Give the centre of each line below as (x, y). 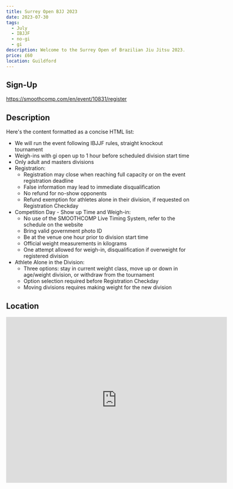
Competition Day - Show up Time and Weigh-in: (73, 212)
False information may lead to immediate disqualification (92, 187)
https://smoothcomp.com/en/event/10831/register (66, 99)
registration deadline (48, 181)
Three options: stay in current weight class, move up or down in (101, 268)
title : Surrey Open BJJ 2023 (42, 12)
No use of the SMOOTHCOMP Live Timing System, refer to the (99, 218)
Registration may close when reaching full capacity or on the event (104, 175)
